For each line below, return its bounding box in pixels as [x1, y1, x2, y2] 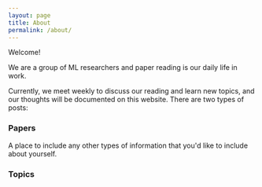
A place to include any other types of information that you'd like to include [8, 141, 249, 150]
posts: [8, 103, 29, 112]
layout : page [8, 11, 51, 20]
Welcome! [8, 48, 41, 57]
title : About [8, 19, 51, 27]
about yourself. [8, 148, 57, 158]
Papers [8, 123, 36, 134]
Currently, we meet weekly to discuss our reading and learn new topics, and [8, 86, 255, 96]
